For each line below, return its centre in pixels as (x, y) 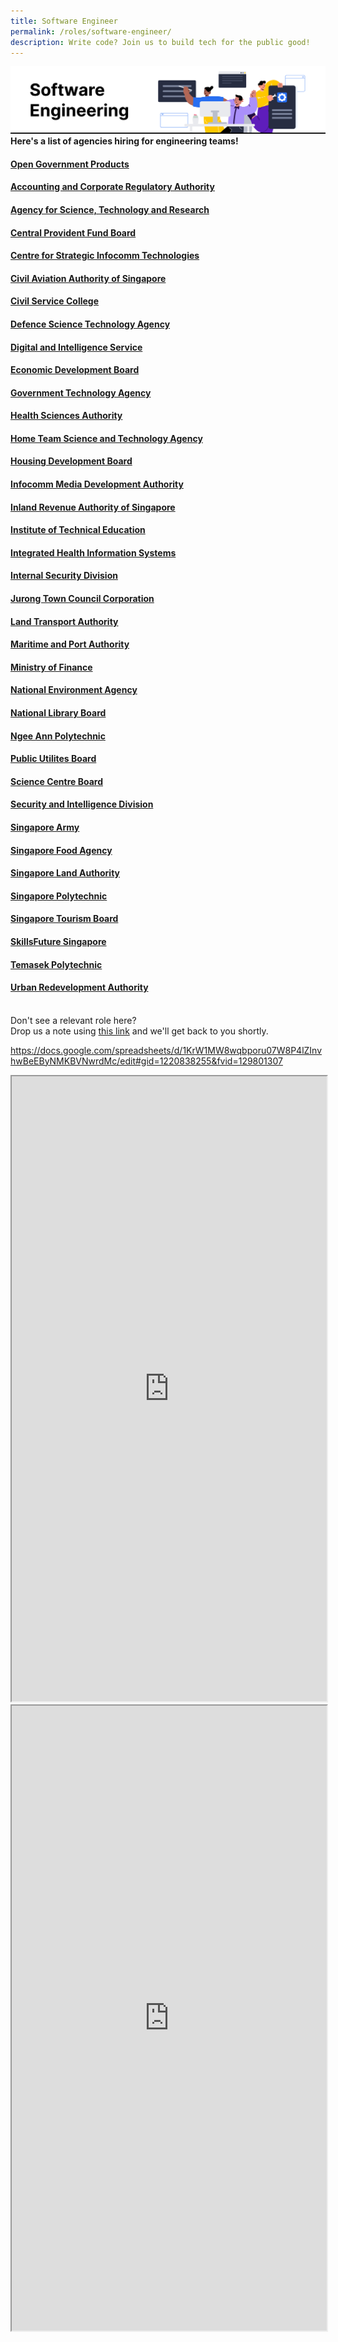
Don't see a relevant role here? (73, 1020)
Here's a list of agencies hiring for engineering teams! (124, 141)
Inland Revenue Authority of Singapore (93, 507)
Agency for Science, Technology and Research (110, 209)
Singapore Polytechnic (59, 896)
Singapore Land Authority (65, 873)
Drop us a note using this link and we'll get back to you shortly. (139, 1031)
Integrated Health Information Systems (93, 552)
